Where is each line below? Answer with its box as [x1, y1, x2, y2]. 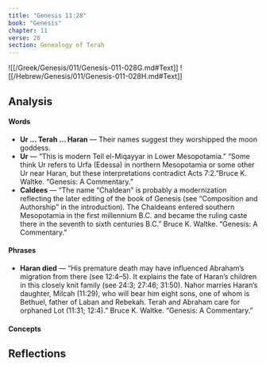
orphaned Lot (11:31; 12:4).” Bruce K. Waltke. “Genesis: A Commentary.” [19, 306, 253, 315]
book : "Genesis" [8, 19, 62, 27]
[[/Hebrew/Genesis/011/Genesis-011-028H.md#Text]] [8, 72, 183, 81]
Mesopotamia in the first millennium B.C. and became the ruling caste [19, 210, 248, 220]
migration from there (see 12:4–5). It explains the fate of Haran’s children [19, 271, 257, 281]
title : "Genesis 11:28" [8, 11, 87, 20]
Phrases [8, 246, 37, 255]
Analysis [8, 95, 53, 108]
